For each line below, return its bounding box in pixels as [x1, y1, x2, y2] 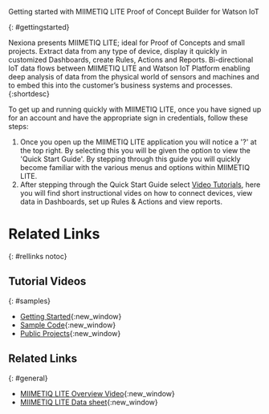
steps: [8, 122, 29, 131]
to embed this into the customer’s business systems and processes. [8, 80, 233, 90]
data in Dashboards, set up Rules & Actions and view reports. [19, 197, 223, 206]
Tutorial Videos [8, 274, 87, 288]
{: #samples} [8, 296, 51, 306]
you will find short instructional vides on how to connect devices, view [19, 189, 253, 197]
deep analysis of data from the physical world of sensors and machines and [8, 72, 259, 81]
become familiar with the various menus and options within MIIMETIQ [19, 163, 251, 172]
